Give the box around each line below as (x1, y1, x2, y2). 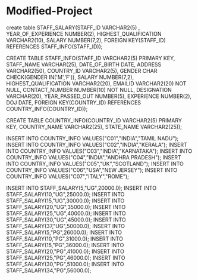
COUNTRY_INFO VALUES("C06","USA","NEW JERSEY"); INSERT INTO (6, 166, 178, 174)
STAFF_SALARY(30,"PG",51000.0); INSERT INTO (6, 260, 124, 267)
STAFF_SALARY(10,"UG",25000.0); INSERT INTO (6, 190, 125, 198)
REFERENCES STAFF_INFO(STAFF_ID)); (6, 43, 103, 50)
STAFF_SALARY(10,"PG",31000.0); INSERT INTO (6, 235, 123, 242)
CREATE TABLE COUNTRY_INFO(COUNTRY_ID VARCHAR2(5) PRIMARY (6, 116, 183, 124)
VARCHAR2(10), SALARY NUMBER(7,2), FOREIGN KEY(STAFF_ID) (6, 36, 166, 44)
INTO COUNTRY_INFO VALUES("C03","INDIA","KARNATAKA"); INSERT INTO (6, 147, 193, 155)
